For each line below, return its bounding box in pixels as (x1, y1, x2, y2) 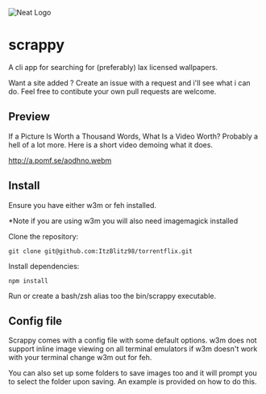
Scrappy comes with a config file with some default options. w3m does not (8, 335, 257, 346)
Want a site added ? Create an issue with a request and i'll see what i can (8, 77, 251, 88)
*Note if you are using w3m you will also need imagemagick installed (8, 216, 239, 226)
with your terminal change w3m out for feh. (8, 353, 152, 363)
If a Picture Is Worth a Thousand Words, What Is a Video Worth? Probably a (8, 131, 259, 141)
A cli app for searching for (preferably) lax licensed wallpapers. (8, 62, 218, 72)
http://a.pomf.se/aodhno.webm (8, 156, 112, 165)
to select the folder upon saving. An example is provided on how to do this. (8, 377, 257, 387)
